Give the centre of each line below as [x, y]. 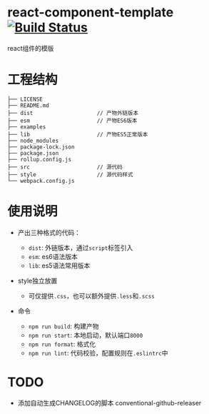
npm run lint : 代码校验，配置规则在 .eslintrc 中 [98, 353]
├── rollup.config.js [40, 159]
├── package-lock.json [41, 147]
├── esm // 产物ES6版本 [72, 121]
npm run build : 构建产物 [63, 326]
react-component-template [91, 12]
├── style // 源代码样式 [70, 175]
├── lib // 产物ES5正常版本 [78, 134]
